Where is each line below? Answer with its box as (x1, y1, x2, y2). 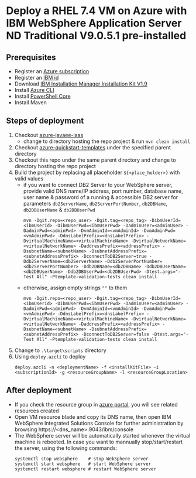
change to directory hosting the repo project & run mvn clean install (23, 138, 191, 145)
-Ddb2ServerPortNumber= (104, 258, 163, 264)
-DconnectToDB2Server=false (81, 331, 150, 337)
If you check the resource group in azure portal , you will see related (14, 401, 178, 408)
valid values (14, 175, 44, 182)
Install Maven (14, 99, 47, 106)
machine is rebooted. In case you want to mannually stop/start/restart (14, 438, 183, 445)
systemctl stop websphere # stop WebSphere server (14, 456, 149, 462)
